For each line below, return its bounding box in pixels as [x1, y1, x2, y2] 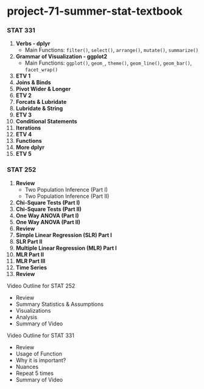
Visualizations [15, 307, 51, 314]
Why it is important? [15, 356, 66, 364]
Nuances [15, 363, 39, 370]
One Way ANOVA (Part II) [15, 218, 81, 225]
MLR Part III [15, 257, 46, 264]
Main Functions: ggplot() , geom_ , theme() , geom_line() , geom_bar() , [24, 59, 192, 67]
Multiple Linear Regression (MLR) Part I [15, 244, 118, 252]
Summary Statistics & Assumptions [15, 300, 104, 308]
